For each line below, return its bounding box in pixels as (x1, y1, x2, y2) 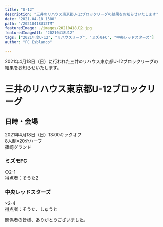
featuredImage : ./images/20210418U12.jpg (5, 26, 92, 31)
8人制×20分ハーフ (5, 138, 42, 144)
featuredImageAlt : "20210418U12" (5, 30, 75, 35)
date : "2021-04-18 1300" (5, 16, 57, 21)
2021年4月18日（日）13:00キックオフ (5, 131, 82, 137)
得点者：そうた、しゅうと (5, 206, 58, 212)
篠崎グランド (5, 144, 31, 150)
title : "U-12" (5, 7, 35, 12)
